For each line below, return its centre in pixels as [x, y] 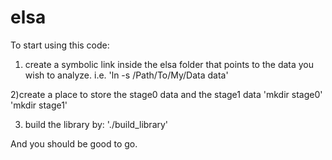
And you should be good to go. [74, 143]
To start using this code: [60, 45]
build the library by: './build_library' [96, 124]
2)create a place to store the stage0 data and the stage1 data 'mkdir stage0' [166, 94]
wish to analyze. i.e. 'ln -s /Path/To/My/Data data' [126, 75]
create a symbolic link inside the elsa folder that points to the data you [169, 64]
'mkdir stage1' [39, 105]
